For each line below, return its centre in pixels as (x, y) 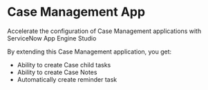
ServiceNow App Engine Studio (52, 38)
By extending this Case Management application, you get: (89, 52)
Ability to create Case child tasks (64, 65)
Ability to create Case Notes (57, 72)
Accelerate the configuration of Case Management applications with (104, 31)
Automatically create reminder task (67, 79)
